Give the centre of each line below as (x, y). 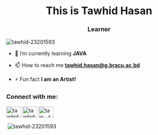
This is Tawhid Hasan (99, 11)
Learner (99, 29)
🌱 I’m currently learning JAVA (50, 54)
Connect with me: (32, 97)
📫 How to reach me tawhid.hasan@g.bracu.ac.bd (77, 65)
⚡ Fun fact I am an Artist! (45, 79)
